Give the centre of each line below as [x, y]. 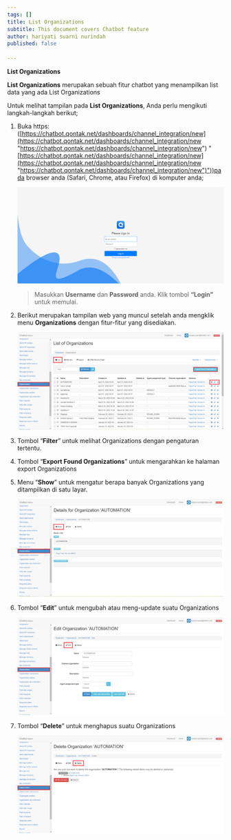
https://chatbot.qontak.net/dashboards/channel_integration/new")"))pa [121, 170]
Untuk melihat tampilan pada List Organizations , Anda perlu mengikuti [107, 106]
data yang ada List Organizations [54, 92]
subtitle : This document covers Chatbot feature [78, 29]
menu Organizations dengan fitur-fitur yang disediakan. [97, 322]
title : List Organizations [46, 22]
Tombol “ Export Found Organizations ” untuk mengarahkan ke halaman [118, 461]
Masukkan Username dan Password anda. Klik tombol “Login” [124, 294]
